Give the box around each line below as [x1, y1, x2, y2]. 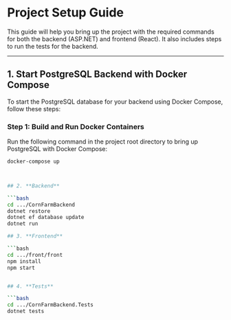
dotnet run [7, 220, 38, 227]
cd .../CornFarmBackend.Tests [7, 301, 94, 308]
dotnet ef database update [7, 214, 85, 221]
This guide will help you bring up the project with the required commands [7, 27, 214, 36]
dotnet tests [7, 308, 45, 315]
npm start [7, 264, 36, 271]
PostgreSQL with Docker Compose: [7, 145, 108, 153]
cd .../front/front [7, 251, 63, 258]
